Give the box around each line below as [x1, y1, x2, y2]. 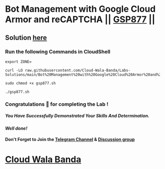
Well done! [5, 125, 28, 131]
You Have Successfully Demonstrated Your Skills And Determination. [5, 113, 150, 119]
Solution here [5, 33, 47, 42]
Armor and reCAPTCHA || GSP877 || [5, 14, 156, 25]
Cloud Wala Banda [5, 154, 82, 165]
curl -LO [5, 68, 23, 73]
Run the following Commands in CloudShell [5, 48, 110, 55]
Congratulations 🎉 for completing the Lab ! [5, 101, 109, 108]
